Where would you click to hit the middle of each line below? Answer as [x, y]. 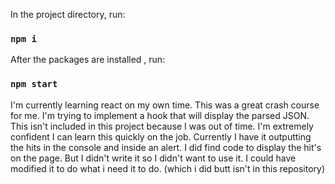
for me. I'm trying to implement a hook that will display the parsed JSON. [160, 115]
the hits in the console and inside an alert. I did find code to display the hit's [166, 147]
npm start [34, 84]
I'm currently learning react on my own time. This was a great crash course [165, 105]
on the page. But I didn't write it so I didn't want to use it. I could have [153, 158]
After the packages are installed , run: [88, 60]
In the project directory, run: [68, 14]
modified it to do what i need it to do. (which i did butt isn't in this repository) [168, 168]
